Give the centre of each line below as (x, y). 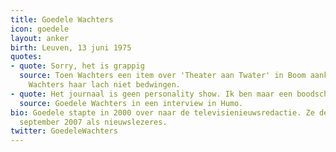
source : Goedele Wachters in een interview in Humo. (131, 103)
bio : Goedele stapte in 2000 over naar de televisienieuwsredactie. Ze (162, 112)
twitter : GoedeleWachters (64, 131)
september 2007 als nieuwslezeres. (93, 122)
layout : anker (40, 38)
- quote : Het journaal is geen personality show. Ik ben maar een (151, 94)
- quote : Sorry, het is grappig (77, 66)
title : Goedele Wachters (62, 19)
